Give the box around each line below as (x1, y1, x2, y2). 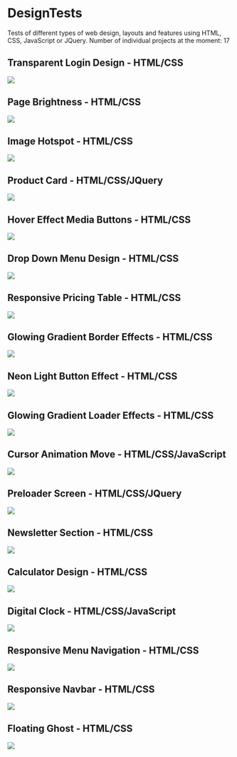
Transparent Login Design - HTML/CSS (7, 57, 184, 69)
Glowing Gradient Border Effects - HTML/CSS (7, 331, 213, 343)
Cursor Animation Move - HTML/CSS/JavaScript (7, 448, 226, 461)
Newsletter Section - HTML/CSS (7, 527, 154, 539)
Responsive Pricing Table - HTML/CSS (7, 292, 181, 304)
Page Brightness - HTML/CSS (7, 96, 141, 108)
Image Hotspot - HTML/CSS (7, 135, 133, 147)
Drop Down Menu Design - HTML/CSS (7, 253, 179, 265)
